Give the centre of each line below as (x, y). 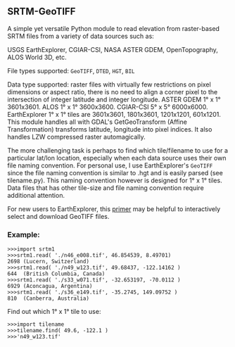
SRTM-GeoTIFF (42, 12)
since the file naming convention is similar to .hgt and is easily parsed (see (115, 172)
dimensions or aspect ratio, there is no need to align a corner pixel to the (113, 92)
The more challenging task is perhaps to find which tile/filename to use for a (118, 150)
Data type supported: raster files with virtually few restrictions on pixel (109, 84)
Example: (24, 234)
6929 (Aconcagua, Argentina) (50, 286)
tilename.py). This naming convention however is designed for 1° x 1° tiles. (115, 180)
